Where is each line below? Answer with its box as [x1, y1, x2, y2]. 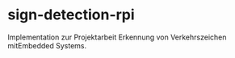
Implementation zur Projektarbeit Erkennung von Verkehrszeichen [7, 32, 227, 42]
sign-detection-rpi [7, 6, 135, 24]
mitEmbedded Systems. [7, 40, 86, 50]
